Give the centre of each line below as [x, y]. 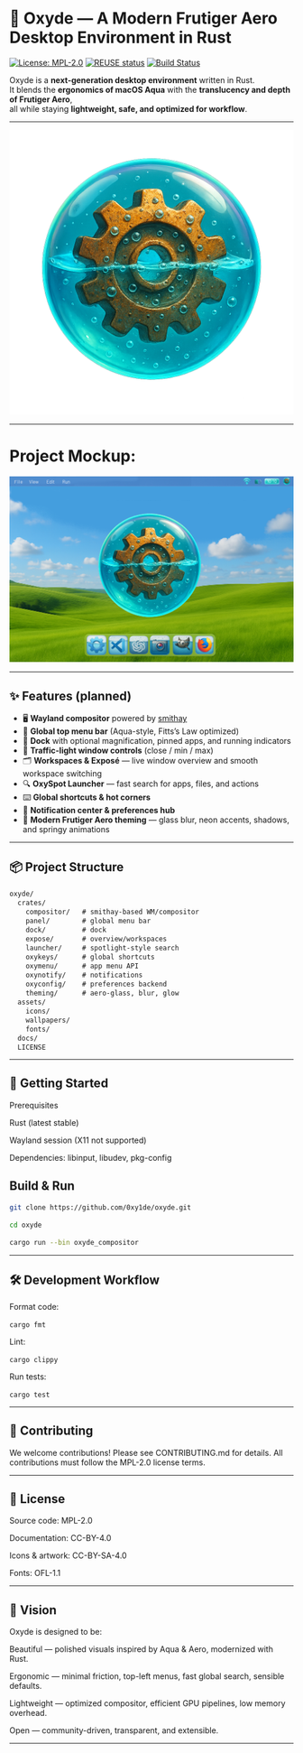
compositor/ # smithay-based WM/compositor [113, 912]
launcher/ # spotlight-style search [102, 948]
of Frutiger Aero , [41, 99]
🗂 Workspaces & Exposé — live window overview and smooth [140, 760]
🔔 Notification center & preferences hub [99, 810]
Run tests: [28, 1377]
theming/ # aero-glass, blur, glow [102, 993]
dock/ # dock [66, 930]
